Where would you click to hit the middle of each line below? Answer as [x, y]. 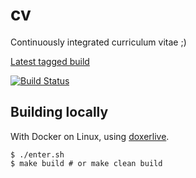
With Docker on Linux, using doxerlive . [90, 136]
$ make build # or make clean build [86, 163]
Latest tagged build [50, 61]
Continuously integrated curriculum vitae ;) [98, 42]
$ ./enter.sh [37, 154]
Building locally [59, 112]
